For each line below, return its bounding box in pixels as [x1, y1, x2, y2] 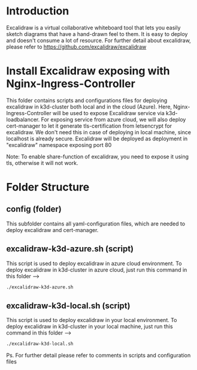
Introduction [6, 4, 69, 18]
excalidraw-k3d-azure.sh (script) [6, 244, 134, 254]
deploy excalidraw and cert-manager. [6, 226, 99, 233]
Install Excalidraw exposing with [6, 64, 171, 78]
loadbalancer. [6, 116, 40, 123]
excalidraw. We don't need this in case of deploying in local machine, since [6, 128, 192, 136]
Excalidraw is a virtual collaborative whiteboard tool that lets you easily [6, 24, 181, 31]
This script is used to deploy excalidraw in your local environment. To [6, 317, 177, 324]
